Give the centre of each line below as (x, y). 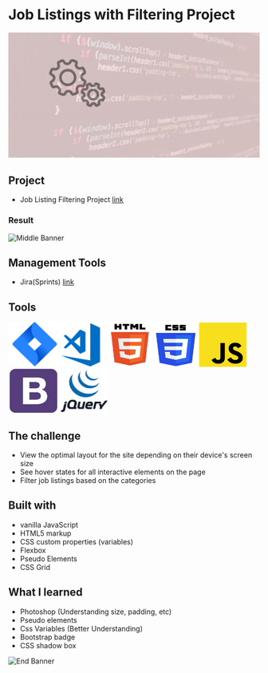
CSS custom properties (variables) (77, 541)
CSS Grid (35, 567)
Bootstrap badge (47, 637)
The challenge (45, 435)
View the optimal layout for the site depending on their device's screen (136, 455)
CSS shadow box (48, 645)
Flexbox (33, 550)
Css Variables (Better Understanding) (81, 628)
